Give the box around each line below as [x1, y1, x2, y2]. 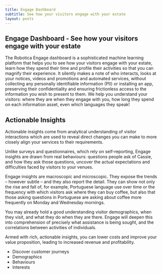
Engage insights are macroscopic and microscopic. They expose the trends [5, 174, 158, 179]
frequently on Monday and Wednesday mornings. [5, 200, 105, 205]
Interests [12, 264, 30, 270]
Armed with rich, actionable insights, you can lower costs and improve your [5, 234, 157, 240]
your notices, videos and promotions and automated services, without [5, 76, 146, 82]
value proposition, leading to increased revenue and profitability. [5, 239, 135, 245]
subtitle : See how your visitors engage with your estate [5, 12, 126, 17]
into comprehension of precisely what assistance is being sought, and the [5, 219, 154, 225]
